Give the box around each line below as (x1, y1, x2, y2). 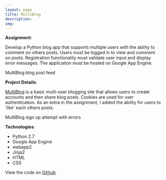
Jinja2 (12, 149, 25, 155)
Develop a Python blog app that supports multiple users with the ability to (5, 44, 155, 50)
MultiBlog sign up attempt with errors (5, 115, 81, 120)
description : (5, 16, 32, 21)
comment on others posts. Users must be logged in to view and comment (5, 50, 155, 56)
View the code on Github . (5, 170, 57, 176)
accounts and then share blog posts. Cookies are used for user (5, 94, 134, 100)
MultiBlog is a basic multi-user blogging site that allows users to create (5, 89, 150, 95)
